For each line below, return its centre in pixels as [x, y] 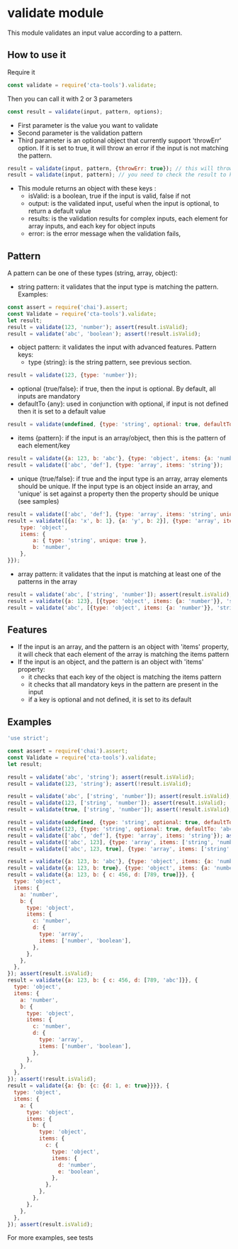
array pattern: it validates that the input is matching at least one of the [119, 574]
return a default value [59, 211]
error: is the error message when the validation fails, [104, 234]
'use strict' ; [28, 738]
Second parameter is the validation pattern [80, 133]
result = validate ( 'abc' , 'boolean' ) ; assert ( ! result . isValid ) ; [104, 334]
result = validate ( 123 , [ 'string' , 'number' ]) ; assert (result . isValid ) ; [117, 803]
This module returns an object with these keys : [87, 189]
